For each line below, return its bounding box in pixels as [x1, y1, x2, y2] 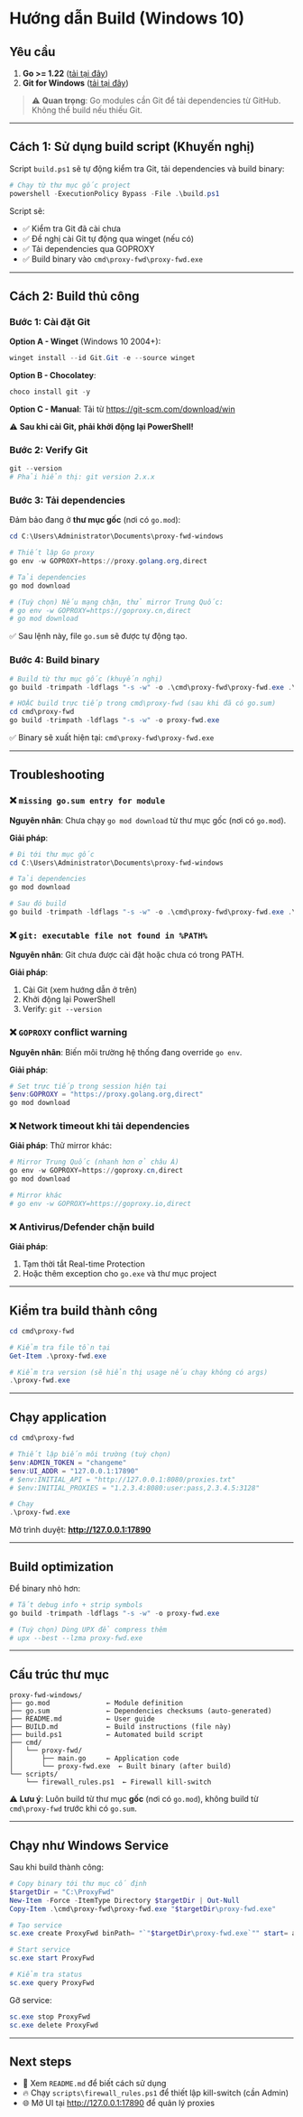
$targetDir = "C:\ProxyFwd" [9, 1887, 115, 1897]
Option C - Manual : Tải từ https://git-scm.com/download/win [9, 404, 236, 414]
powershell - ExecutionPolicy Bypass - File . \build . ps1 [9, 189, 220, 198]
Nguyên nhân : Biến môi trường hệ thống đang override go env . [9, 1046, 243, 1057]
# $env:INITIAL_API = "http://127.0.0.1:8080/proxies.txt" [9, 1475, 236, 1484]
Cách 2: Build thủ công [9, 288, 140, 303]
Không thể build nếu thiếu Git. [31, 105, 142, 116]
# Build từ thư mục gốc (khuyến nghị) [9, 674, 164, 683]
